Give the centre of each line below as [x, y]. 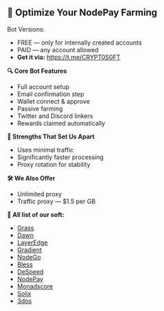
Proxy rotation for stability [54, 164]
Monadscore [35, 286]
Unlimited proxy [39, 194]
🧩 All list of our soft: [36, 214]
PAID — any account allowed [58, 49]
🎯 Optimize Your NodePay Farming [82, 13]
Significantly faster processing [60, 157]
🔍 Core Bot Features [37, 71]
